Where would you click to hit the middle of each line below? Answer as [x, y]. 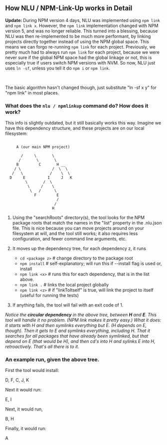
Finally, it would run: [26, 428]
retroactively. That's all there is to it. [42, 346]
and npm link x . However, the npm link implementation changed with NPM [82, 25]
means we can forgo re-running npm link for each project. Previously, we [80, 46]
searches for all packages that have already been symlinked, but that [77, 336]
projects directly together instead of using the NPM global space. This [77, 41]
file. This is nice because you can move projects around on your [78, 228]
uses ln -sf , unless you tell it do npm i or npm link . [58, 68]
